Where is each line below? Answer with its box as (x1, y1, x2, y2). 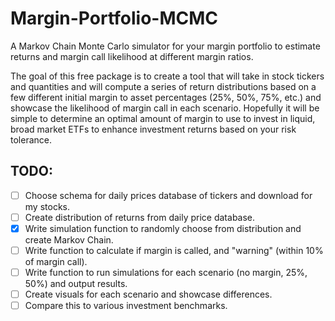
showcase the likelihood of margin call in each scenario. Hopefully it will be (10, 102, 320, 114)
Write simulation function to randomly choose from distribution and (24, 222, 302, 234)
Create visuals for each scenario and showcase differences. (24, 288, 273, 301)
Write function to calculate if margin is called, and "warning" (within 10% (24, 244, 324, 256)
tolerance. (10, 133, 52, 146)
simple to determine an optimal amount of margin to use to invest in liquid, (10, 112, 316, 124)
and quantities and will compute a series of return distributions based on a (10, 80, 317, 92)
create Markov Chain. (24, 233, 114, 246)
